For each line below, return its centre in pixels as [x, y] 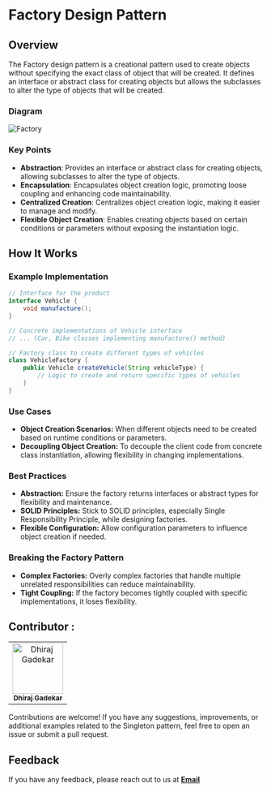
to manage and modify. [59, 211]
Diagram [25, 111]
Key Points [30, 150]
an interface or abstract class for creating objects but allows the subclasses [135, 82]
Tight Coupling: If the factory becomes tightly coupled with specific [134, 592]
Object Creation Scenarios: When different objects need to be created [138, 429]
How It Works [43, 253]
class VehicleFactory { [49, 360]
